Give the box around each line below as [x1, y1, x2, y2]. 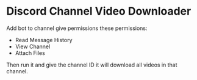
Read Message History [15, 36, 73, 43]
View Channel [15, 43, 51, 50]
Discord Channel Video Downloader [6, 4, 192, 18]
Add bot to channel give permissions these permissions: [6, 24, 148, 32]
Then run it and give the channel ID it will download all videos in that [6, 61, 177, 68]
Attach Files [15, 49, 46, 56]
